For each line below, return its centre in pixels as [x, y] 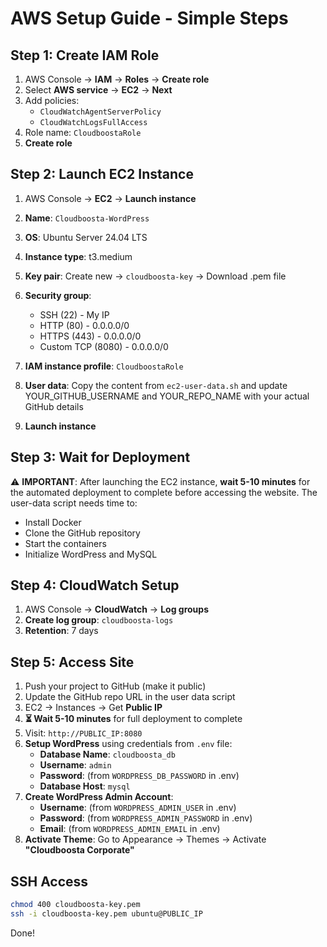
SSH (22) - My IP [74, 314]
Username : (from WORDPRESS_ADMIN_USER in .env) [138, 808]
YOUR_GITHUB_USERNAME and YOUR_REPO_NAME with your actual [167, 396]
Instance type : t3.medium [78, 256]
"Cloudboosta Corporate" [79, 850]
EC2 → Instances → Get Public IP [93, 708]
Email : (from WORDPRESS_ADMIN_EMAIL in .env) [130, 829]
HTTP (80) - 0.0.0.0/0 [84, 325]
